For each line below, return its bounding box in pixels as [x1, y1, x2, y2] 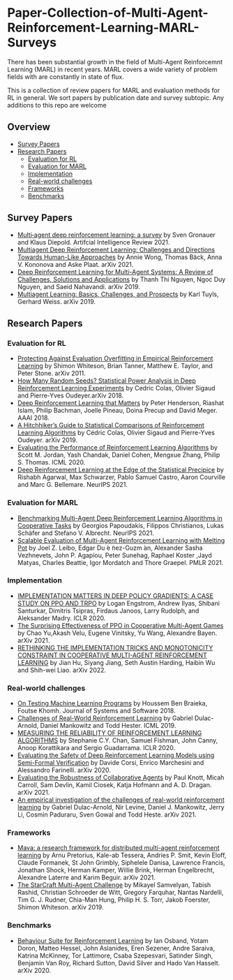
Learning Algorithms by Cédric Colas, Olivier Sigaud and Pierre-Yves [17, 428, 215, 437]
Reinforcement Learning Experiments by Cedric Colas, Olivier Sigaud [17, 384, 216, 393]
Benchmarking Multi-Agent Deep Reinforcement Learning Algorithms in [17, 513, 223, 522]
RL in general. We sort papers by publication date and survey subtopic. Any [7, 93, 225, 102]
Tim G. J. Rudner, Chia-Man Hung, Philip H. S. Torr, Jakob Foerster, [17, 895, 211, 904]
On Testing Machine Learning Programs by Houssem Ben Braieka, [17, 699, 208, 708]
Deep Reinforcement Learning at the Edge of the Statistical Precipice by [17, 466, 225, 474]
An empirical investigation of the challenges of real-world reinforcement [17, 796, 225, 804]
